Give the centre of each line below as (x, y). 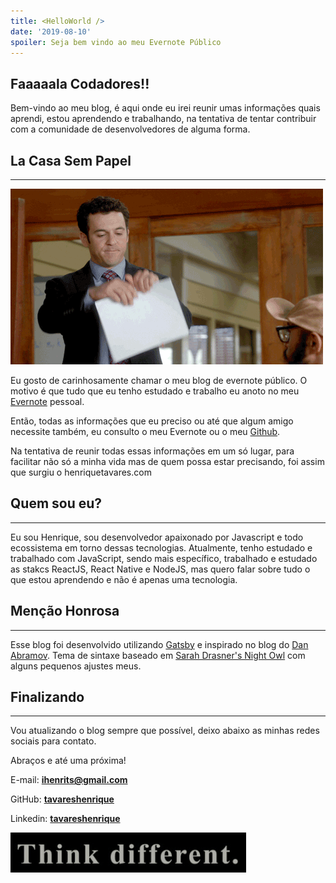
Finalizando (47, 697)
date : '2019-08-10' (51, 31)
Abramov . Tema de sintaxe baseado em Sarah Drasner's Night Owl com (158, 655)
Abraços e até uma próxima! (68, 761)
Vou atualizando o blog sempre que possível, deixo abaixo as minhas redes (165, 731)
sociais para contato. (53, 741)
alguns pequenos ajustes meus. (76, 666)
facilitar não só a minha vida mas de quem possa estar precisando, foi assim (167, 461)
